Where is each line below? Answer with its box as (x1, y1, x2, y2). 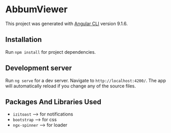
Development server (5, 64, 72, 73)
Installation (5, 35, 42, 44)
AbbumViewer (5, 4, 68, 15)
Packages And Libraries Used (5, 97, 101, 106)
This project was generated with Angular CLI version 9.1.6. (5, 20, 128, 27)
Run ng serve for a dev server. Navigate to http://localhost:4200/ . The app (5, 77, 166, 83)
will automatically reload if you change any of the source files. (5, 83, 136, 89)
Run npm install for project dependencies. (5, 49, 96, 55)
